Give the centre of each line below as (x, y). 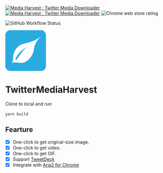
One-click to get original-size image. (51, 142)
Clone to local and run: (29, 104)
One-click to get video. (37, 148)
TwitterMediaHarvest (51, 90)
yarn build (17, 114)
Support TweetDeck (34, 159)
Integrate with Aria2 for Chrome (46, 165)
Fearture (19, 130)
